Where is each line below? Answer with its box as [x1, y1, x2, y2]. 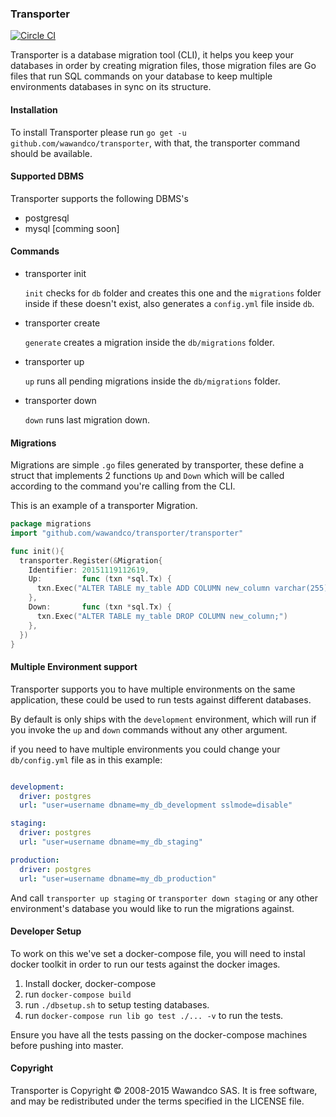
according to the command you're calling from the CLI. [10, 480, 236, 492]
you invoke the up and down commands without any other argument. [10, 723, 288, 736]
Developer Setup [10, 925, 82, 937]
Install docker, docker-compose [24, 977, 157, 989]
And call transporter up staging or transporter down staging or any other [10, 892, 318, 904]
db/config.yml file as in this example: [10, 753, 163, 766]
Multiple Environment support [10, 661, 138, 673]
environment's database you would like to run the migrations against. [10, 902, 295, 914]
